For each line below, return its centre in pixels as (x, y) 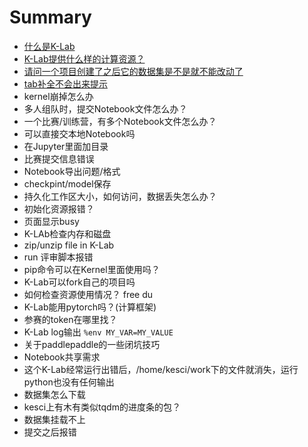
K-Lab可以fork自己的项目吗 (79, 282)
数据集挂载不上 (54, 419)
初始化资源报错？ (59, 208)
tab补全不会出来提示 (65, 83)
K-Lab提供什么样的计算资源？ (84, 58)
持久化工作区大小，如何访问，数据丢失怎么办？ (120, 196)
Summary (50, 17)
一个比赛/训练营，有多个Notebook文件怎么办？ (120, 121)
